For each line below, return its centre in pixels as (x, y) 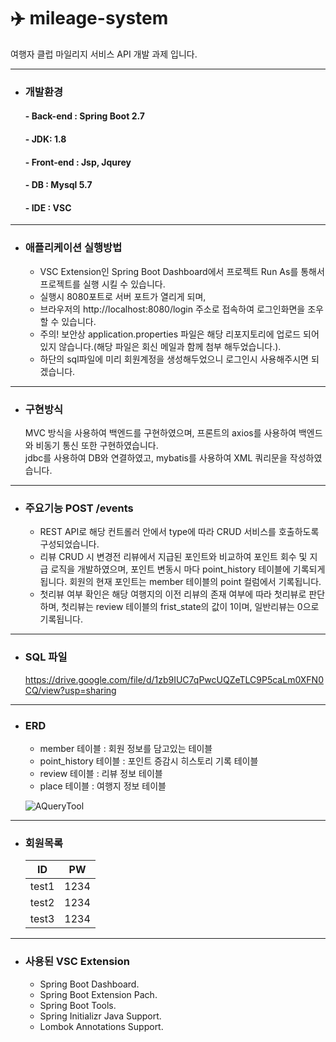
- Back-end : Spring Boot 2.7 (84, 116)
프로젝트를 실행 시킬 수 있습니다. (102, 284)
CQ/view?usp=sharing (70, 690)
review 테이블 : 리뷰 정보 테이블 (101, 773)
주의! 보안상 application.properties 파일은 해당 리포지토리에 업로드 (170, 334)
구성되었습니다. (69, 544)
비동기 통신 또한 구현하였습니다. (97, 446)
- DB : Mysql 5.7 (58, 185)
